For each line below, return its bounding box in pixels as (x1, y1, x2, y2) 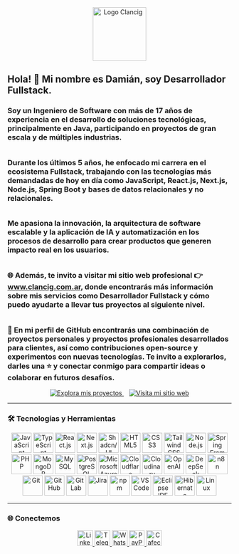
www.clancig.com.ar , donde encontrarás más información (7, 282, 213, 292)
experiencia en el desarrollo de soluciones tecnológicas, (7, 115, 206, 125)
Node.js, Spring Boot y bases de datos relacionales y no (7, 184, 204, 194)
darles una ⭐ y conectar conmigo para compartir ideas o (7, 361, 206, 371)
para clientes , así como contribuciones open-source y (7, 343, 198, 352)
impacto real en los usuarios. (7, 245, 110, 255)
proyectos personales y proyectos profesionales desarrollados (7, 334, 229, 344)
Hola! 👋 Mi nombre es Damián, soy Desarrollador (7, 73, 226, 85)
